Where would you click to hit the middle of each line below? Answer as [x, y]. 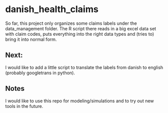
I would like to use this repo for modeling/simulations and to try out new [80, 101]
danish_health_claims [52, 9]
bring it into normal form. [31, 39]
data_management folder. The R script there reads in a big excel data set [81, 28]
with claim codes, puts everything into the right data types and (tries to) [80, 34]
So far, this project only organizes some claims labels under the [71, 23]
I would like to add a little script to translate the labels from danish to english [84, 67]
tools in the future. [24, 106]
